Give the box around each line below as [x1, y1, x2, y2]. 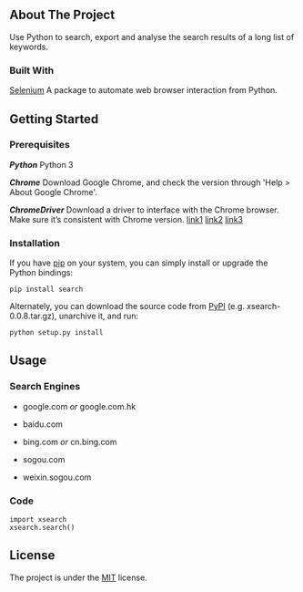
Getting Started [9, 111, 99, 127]
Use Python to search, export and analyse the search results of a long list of [9, 31, 295, 42]
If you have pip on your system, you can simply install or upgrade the [9, 257, 268, 268]
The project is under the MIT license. [9, 572, 147, 583]
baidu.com [22, 419, 64, 430]
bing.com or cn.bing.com [22, 436, 117, 447]
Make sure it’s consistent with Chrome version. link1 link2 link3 [9, 213, 244, 224]
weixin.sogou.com [22, 472, 92, 483]
